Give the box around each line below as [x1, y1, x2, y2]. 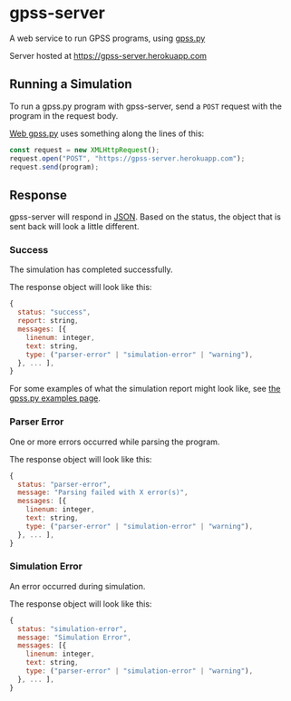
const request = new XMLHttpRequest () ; [9, 145, 160, 154]
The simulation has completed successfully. [9, 264, 174, 275]
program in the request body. [9, 110, 119, 121]
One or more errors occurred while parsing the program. [9, 436, 220, 447]
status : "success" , [17, 307, 92, 317]
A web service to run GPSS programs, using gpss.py [9, 33, 206, 44]
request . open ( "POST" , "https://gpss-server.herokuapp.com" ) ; [9, 153, 246, 163]
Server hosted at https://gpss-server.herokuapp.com [9, 50, 207, 61]
